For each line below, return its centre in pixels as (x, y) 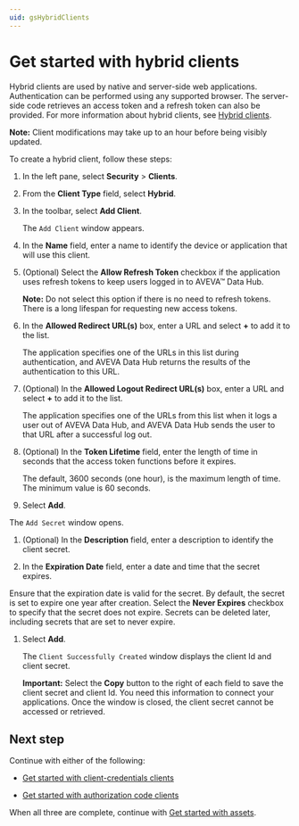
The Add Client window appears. (83, 227)
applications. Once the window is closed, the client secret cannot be (148, 702)
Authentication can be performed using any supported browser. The (135, 95)
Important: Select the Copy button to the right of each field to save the (153, 682)
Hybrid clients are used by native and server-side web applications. (133, 87)
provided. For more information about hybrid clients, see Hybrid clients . (141, 115)
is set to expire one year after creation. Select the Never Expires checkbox (146, 602)
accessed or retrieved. (63, 711)
